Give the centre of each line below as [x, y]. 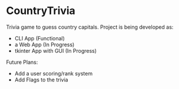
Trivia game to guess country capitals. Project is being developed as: [90, 27]
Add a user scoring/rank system [54, 73]
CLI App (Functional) [39, 38]
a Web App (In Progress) [44, 44]
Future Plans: [22, 62]
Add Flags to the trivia [42, 80]
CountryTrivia [41, 11]
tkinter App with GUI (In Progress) [56, 50]
